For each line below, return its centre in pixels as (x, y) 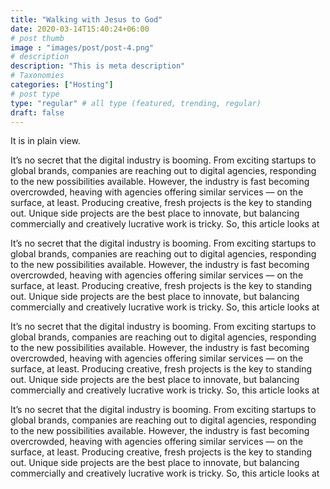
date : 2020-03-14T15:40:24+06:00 (80, 29)
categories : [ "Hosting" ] (62, 85)
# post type (35, 94)
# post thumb (37, 38)
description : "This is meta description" (98, 66)
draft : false (37, 112)
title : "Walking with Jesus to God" (86, 19)
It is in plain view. (45, 141)
